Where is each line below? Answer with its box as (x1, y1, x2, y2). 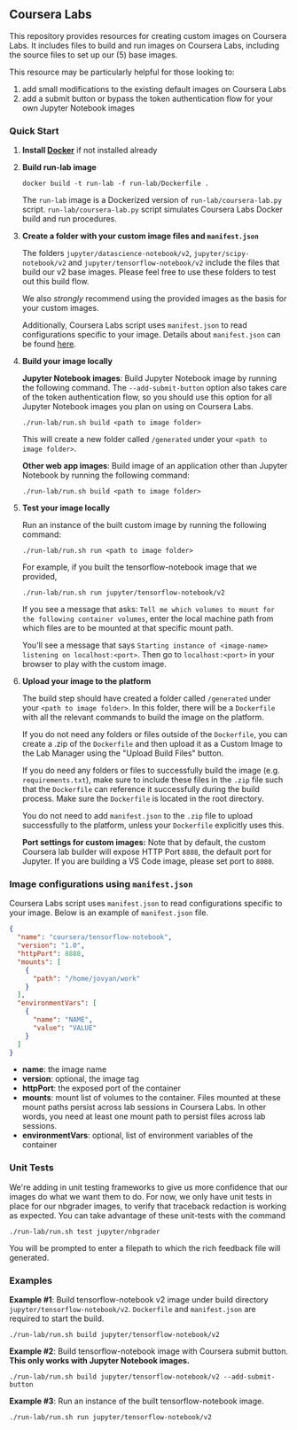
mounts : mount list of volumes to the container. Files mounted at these (21, 1092, 281, 1103)
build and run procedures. (21, 214, 117, 224)
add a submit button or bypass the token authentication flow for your (21, 93, 274, 104)
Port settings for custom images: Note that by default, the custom (21, 837, 266, 848)
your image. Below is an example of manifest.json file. (9, 907, 209, 918)
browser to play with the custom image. (21, 659, 167, 670)
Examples (9, 1274, 53, 1286)
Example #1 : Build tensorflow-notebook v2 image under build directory (9, 1294, 269, 1305)
